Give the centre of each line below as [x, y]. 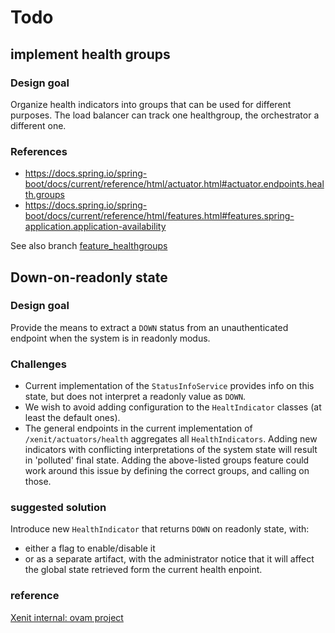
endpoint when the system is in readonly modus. [110, 338]
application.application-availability [95, 227]
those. [38, 482]
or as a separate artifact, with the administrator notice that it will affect [169, 559]
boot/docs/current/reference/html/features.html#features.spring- [159, 216]
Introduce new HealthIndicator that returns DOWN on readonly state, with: [160, 529]
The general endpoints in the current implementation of [138, 428]
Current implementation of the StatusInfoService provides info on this [169, 386]
